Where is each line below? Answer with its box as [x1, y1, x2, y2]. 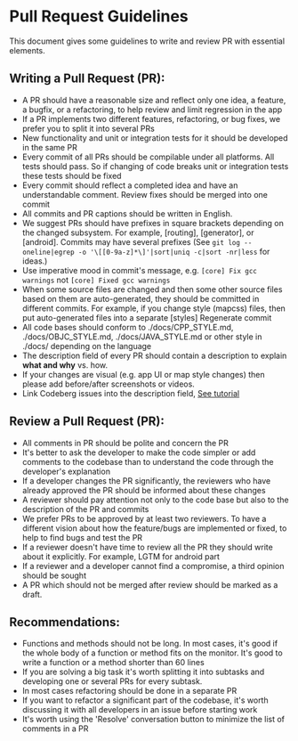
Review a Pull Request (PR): [9, 414, 165, 429]
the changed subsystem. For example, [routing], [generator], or [21, 227, 255, 238]
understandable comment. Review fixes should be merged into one [21, 189, 269, 199]
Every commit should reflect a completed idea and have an [21, 180, 238, 191]
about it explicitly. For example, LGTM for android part [21, 550, 221, 562]
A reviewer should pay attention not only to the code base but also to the [21, 494, 289, 505]
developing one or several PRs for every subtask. [21, 676, 203, 687]
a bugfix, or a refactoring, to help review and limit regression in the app [21, 104, 283, 115]
